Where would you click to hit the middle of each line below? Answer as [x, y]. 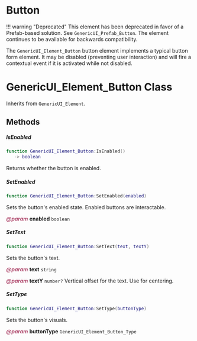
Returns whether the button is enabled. [54, 168]
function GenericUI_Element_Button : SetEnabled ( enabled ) [76, 196]
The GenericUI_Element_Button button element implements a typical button [97, 50]
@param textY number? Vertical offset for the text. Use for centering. [90, 281]
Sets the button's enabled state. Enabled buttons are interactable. [86, 207]
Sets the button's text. [33, 258]
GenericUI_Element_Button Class [89, 87]
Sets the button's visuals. [37, 320]
